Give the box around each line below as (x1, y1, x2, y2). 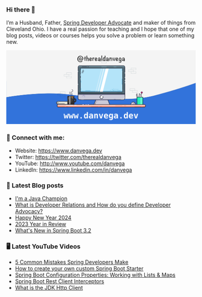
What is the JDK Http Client (14, 284, 83, 291)
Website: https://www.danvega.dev (14, 147, 102, 154)
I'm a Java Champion (14, 195, 68, 202)
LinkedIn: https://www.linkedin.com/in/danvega (14, 166, 132, 174)
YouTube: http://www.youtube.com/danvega (14, 160, 125, 167)
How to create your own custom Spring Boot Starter (14, 264, 144, 272)
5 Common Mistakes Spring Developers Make (14, 258, 129, 266)
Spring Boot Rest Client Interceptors (14, 277, 105, 285)
